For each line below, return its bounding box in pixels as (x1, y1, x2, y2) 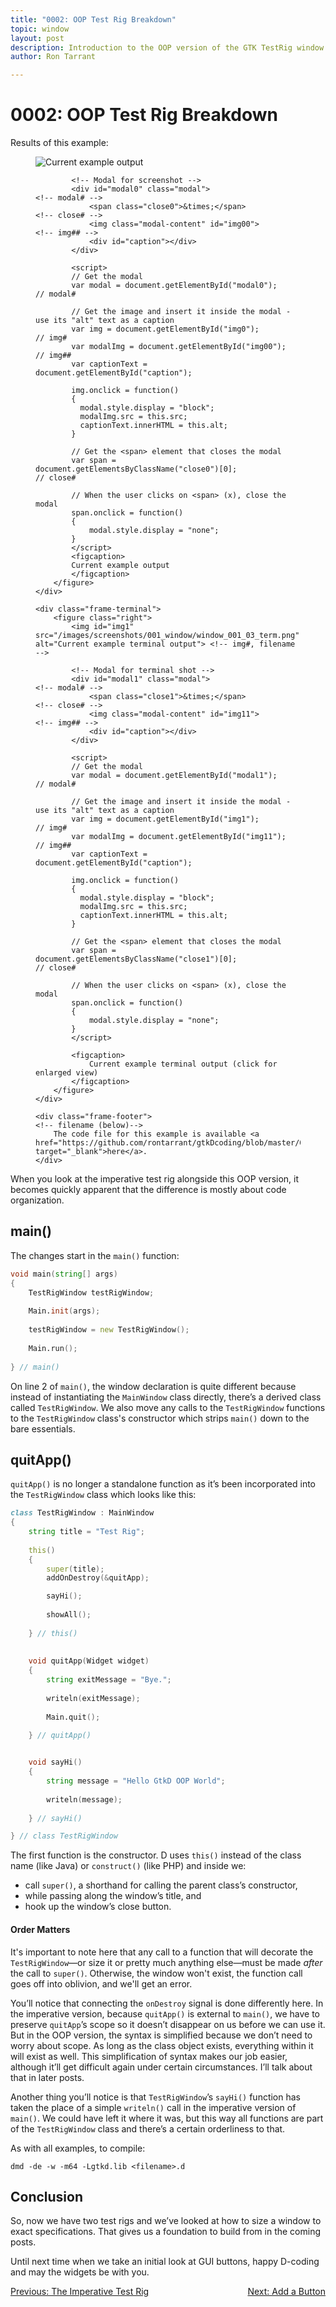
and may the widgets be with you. (10, 2266, 150, 2278)
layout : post (10, 33, 65, 43)
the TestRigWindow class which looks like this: (10, 1489, 197, 1501)
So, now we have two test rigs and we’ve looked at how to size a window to (10, 2215, 322, 2227)
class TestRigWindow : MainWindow (10, 1508, 155, 1518)
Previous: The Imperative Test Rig (10, 2286, 150, 2298)
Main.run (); (28, 1343, 78, 1353)
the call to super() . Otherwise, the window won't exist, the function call (10, 1967, 303, 1979)
